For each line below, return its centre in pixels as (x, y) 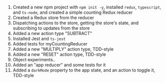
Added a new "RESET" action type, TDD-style (59, 54)
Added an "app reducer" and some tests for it (59, 65)
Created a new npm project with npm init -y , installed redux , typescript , (87, 7)
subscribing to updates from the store (51, 28)
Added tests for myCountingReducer (50, 44)
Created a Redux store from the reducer (53, 18)
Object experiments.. (34, 60)
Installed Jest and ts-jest (39, 39)
